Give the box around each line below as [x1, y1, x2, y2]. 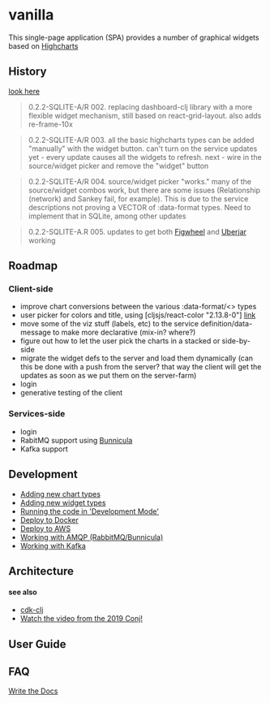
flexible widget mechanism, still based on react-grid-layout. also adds [28, 110, 262, 120]
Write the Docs [8, 686, 58, 696]
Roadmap [8, 259, 58, 273]
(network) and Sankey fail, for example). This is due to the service [28, 193, 249, 204]
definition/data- [199, 319, 253, 329]
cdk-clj [19, 605, 44, 615]
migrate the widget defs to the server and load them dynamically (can [19, 353, 254, 363]
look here [8, 86, 41, 96]
